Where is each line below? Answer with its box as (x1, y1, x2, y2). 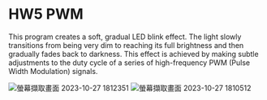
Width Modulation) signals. (8, 66, 98, 76)
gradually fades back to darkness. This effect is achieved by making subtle (8, 49, 259, 59)
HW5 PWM (8, 5, 84, 24)
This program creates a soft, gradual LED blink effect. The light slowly (8, 32, 242, 41)
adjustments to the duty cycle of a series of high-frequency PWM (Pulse (8, 58, 251, 67)
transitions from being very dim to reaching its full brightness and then (8, 40, 244, 50)
